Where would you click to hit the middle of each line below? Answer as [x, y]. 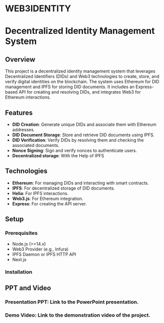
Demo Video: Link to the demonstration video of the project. [78, 315]
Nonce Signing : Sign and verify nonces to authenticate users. [74, 150]
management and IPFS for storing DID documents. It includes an [70, 87]
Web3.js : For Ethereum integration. [47, 199]
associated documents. [36, 145]
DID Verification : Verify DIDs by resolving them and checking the [78, 140]
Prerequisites [21, 233]
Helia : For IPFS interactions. [40, 193]
